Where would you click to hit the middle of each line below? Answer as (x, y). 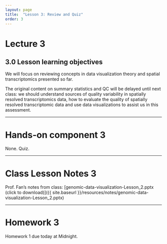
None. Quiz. (17, 149)
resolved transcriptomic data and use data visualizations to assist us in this (82, 105)
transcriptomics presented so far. (39, 79)
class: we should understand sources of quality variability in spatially (76, 94)
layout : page (19, 10)
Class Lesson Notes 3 (51, 174)
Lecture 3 (25, 44)
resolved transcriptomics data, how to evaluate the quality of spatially (76, 100)
